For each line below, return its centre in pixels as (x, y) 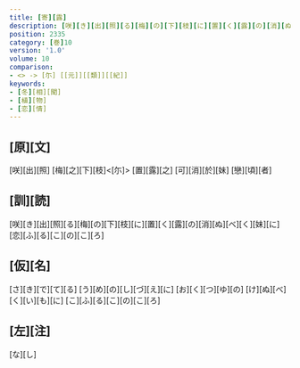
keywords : (28, 84)
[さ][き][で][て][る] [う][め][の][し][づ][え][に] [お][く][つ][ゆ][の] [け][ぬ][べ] (148, 289)
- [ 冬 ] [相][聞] (36, 92)
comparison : (31, 68)
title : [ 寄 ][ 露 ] (38, 17)
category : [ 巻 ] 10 (41, 42)
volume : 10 (29, 59)
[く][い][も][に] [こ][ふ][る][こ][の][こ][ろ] (85, 300)
